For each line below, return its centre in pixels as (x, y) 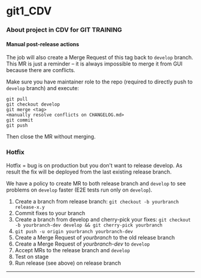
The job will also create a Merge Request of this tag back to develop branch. (100, 58)
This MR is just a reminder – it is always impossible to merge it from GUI (95, 64)
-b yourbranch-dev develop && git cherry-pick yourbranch (89, 225)
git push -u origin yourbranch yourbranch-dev (74, 231)
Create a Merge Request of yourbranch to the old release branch (95, 237)
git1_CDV (29, 11)
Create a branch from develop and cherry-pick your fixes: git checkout (103, 219)
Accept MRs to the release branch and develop (72, 250)
